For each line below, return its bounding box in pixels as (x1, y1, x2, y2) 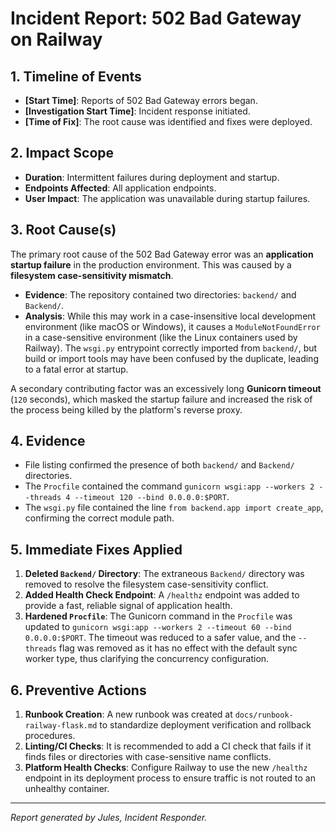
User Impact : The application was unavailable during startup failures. (24, 192, 311, 204)
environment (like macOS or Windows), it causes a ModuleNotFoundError (24, 320, 321, 332)
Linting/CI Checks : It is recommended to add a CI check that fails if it (24, 740, 312, 752)
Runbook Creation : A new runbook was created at (24, 708, 233, 721)
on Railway (10, 28, 103, 51)
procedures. (24, 730, 76, 742)
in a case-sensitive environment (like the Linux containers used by (24, 331, 298, 343)
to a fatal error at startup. (24, 363, 129, 375)
